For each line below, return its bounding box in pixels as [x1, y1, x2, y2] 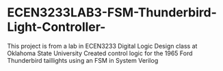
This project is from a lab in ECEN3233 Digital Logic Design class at [7, 42, 198, 50]
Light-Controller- [7, 19, 106, 35]
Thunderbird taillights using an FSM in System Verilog [7, 56, 159, 64]
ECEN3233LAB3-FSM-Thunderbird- [7, 5, 218, 20]
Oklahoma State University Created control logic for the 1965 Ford [7, 49, 193, 57]
